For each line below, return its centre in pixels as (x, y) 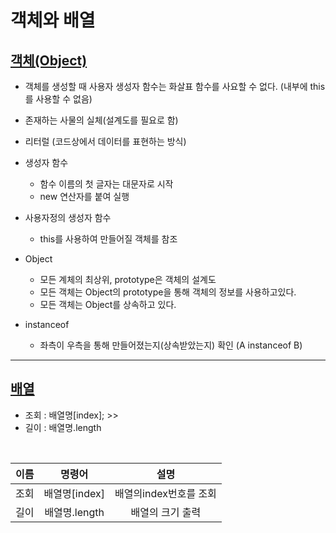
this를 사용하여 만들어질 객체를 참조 (108, 239)
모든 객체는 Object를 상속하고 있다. (108, 304)
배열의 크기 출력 (166, 512)
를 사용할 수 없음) (58, 99)
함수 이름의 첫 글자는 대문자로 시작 (106, 184)
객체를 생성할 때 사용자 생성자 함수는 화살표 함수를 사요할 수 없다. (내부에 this (175, 86)
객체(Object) (49, 60)
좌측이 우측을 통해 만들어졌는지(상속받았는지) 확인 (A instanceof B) (171, 345)
